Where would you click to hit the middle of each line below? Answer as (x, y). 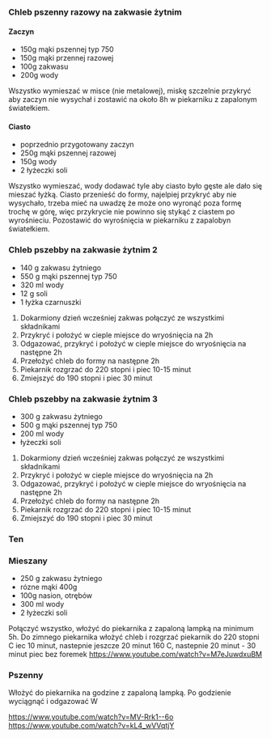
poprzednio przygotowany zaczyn (77, 145)
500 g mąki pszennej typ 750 (69, 425)
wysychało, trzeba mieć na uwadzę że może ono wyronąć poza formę (125, 203)
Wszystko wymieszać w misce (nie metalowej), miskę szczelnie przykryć (130, 91)
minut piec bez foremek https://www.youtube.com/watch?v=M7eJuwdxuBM (135, 655)
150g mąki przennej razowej (67, 58)
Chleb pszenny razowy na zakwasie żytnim (95, 12)
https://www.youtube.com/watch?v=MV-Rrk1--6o (91, 717)
